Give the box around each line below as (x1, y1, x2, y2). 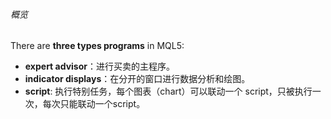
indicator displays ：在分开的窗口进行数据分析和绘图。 (24, 73, 251, 85)
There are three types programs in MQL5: (10, 40, 185, 52)
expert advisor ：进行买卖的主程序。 (24, 60, 175, 73)
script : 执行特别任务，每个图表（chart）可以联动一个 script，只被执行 (24, 85, 313, 98)
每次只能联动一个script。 (42, 98, 146, 110)
